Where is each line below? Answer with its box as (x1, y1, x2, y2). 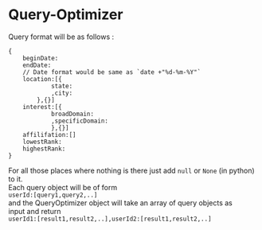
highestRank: (22, 145, 66, 153)
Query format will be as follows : (8, 32, 115, 41)
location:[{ (22, 75, 62, 83)
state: (50, 82, 73, 90)
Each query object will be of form (8, 182, 118, 192)
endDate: (22, 61, 52, 69)
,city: (50, 89, 73, 97)
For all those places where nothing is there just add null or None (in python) (8, 166, 255, 175)
